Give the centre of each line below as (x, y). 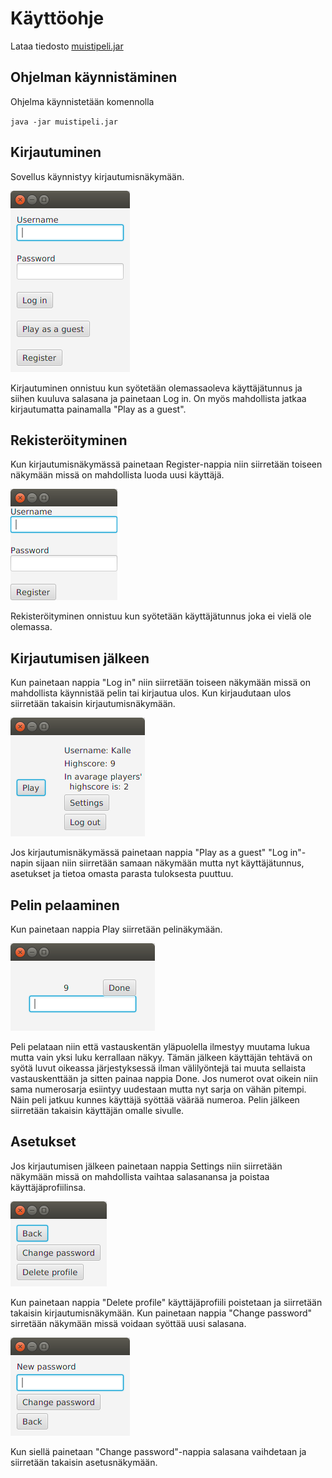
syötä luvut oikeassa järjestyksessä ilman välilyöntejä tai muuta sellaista (158, 1068)
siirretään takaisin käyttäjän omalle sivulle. (97, 1110)
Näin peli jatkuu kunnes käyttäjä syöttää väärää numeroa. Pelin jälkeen (155, 1100)
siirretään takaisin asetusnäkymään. (84, 1462)
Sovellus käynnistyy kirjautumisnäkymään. (97, 176)
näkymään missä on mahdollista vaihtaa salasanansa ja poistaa (140, 1176)
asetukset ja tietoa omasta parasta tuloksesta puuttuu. (122, 874)
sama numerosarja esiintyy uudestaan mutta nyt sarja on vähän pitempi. (158, 1089)
